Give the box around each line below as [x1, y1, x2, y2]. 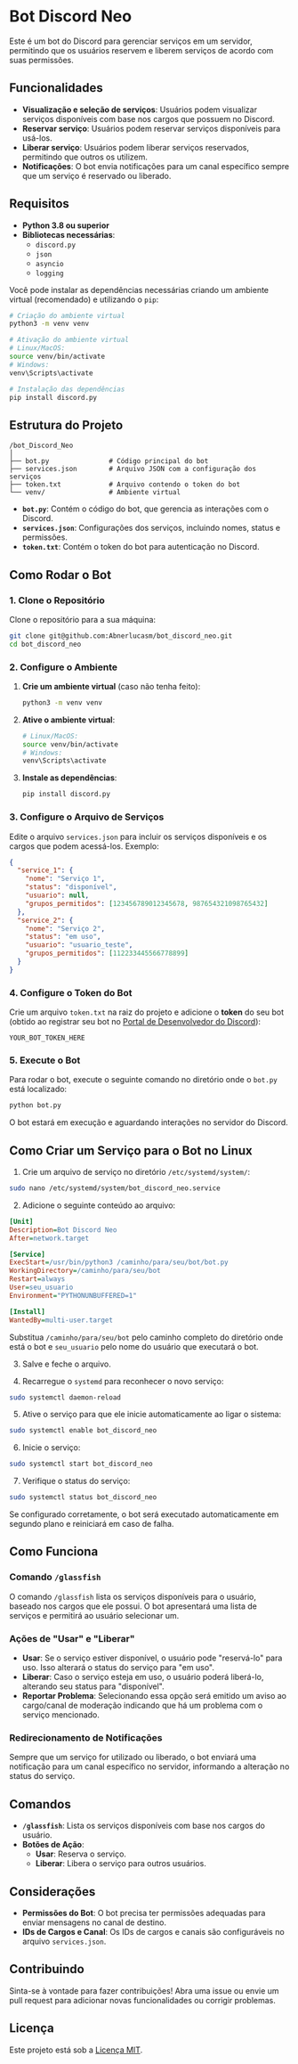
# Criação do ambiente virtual [9, 311, 125, 320]
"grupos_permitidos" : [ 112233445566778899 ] [25, 949, 189, 959]
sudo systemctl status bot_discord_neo [9, 1493, 157, 1502]
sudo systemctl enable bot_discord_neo [9, 1426, 157, 1435]
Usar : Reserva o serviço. [35, 1848, 127, 1859]
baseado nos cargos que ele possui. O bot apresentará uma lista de [9, 1601, 258, 1611]
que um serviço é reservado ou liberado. [21, 170, 172, 181]
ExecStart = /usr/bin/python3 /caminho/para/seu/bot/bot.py [9, 1258, 229, 1267]
